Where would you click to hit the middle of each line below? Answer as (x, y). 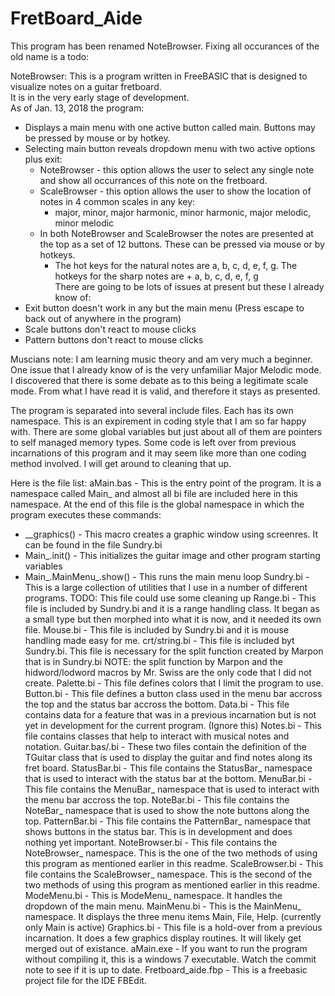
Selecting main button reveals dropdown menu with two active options (170, 148)
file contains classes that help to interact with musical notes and (157, 736)
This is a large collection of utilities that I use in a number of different (166, 587)
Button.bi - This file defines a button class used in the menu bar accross (173, 693)
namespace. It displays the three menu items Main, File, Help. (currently (173, 916)
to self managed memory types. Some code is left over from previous (153, 442)
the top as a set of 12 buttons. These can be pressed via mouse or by (182, 244)
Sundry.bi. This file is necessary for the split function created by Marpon (174, 651)
